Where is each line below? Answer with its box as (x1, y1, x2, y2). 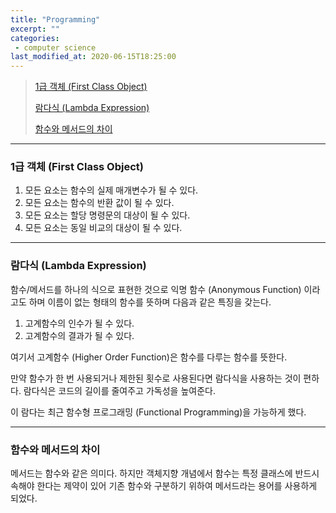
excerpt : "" (10, 24, 60, 34)
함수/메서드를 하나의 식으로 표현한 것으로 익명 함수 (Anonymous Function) (10, 283, 302, 295)
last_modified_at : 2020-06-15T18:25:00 (10, 52, 177, 62)
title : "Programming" (10, 14, 101, 25)
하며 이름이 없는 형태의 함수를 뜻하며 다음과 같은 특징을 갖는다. (28, 296, 272, 308)
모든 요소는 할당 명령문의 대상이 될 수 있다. (24, 209, 191, 221)
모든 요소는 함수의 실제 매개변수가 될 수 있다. (24, 184, 199, 196)
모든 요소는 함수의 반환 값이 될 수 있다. (24, 197, 175, 209)
